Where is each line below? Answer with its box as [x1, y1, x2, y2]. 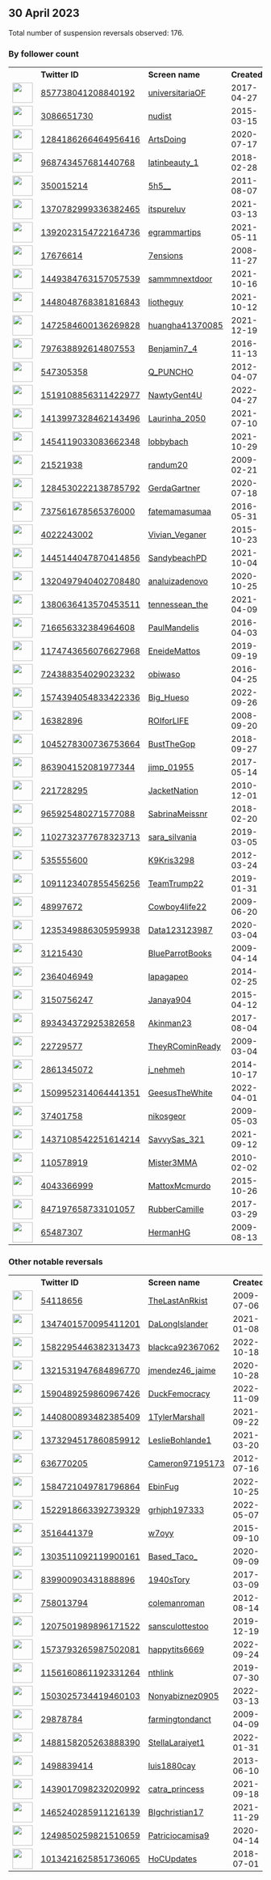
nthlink [148, 1667, 174, 1679]
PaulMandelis [148, 622, 199, 633]
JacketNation [148, 785, 199, 796]
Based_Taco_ [148, 1551, 198, 1562]
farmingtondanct [148, 1714, 211, 1725]
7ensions [148, 250, 184, 261]
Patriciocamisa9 [148, 1830, 210, 1841]
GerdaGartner [148, 483, 201, 494]
